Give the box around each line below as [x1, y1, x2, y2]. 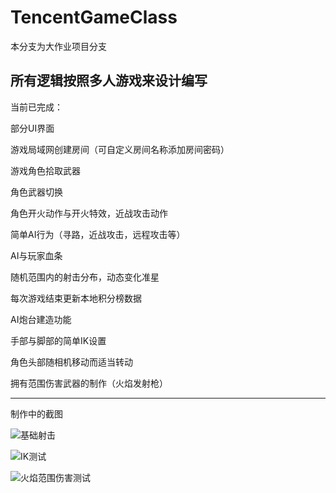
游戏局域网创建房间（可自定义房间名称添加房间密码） [10, 143, 230, 155]
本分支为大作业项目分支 [10, 40, 107, 52]
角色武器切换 [10, 186, 63, 198]
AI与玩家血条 [10, 249, 63, 261]
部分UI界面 [10, 122, 55, 134]
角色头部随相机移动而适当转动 [10, 356, 133, 368]
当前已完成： [10, 101, 63, 113]
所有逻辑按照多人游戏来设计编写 [10, 72, 208, 90]
